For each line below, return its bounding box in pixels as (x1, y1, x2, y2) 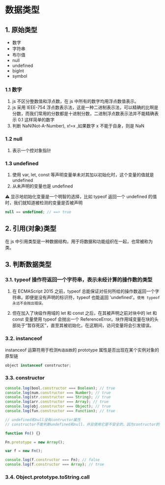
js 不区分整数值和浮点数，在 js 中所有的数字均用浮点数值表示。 (12, 98, 139, 104)
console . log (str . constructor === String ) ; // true (5, 394, 111, 400)
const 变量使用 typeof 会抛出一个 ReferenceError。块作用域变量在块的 (12, 316, 155, 322)
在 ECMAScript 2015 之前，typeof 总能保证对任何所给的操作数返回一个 (12, 288, 155, 294)
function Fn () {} (5, 431, 41, 436)
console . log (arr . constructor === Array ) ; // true (5, 399, 109, 404)
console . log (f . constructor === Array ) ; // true (5, 462, 105, 467)
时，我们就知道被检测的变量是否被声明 (5, 200, 82, 206)
